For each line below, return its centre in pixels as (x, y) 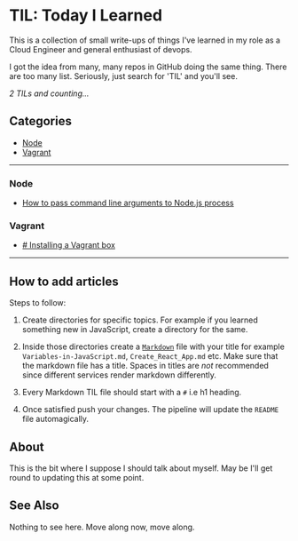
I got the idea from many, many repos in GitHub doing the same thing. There (148, 67)
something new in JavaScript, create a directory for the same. (135, 330)
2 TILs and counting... (49, 93)
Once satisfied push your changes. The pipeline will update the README (150, 410)
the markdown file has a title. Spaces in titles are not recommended (145, 366)
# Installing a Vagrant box (68, 245)
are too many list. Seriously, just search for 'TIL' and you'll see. (123, 76)
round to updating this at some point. (77, 477)
